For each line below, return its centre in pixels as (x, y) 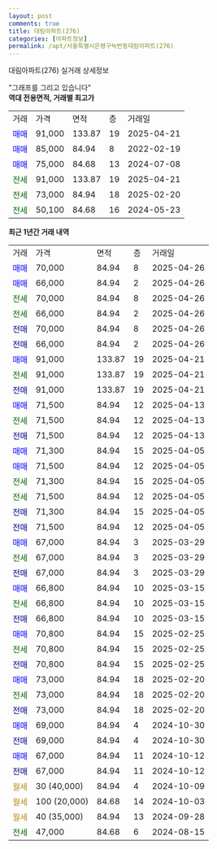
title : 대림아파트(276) (44, 31)
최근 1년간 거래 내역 (39, 232)
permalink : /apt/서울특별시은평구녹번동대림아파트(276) (91, 46)
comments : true (34, 24)
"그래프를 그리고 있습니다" (50, 88)
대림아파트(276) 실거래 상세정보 (59, 71)
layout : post (30, 16)
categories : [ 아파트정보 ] (48, 39)
